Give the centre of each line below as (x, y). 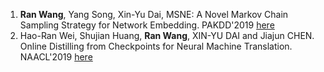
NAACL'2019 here (56, 57)
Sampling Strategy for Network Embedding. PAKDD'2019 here (147, 25)
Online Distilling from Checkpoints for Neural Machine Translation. (156, 46)
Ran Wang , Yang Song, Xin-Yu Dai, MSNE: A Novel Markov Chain (154, 14)
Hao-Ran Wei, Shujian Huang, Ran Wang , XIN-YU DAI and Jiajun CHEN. (167, 35)
